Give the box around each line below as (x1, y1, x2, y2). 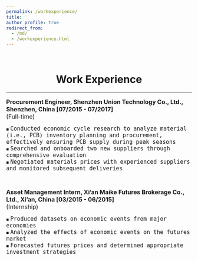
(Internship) (6, 203, 38, 211)
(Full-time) (6, 113, 35, 121)
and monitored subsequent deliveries (6, 164, 123, 172)
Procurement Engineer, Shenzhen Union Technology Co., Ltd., (6, 98, 184, 106)
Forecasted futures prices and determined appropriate (10, 242, 184, 249)
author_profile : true (6, 19, 60, 25)
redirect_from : (6, 25, 44, 31)
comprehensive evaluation (6, 151, 87, 159)
